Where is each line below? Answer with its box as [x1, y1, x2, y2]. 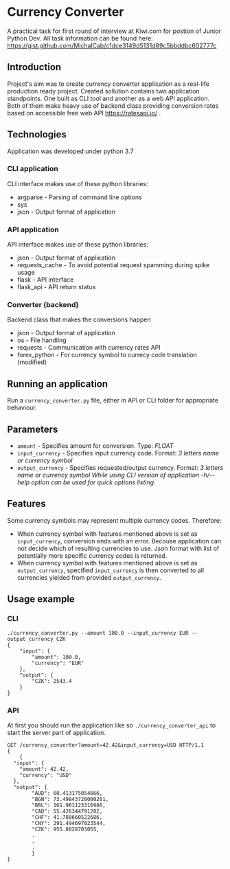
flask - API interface [16, 275, 74, 284]
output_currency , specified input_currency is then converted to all [16, 566, 205, 574]
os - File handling [16, 336, 67, 344]
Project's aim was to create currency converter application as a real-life [7, 80, 210, 88]
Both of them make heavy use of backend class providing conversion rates [7, 101, 219, 110]
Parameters [7, 423, 58, 435]
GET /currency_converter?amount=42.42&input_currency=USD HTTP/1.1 [7, 741, 205, 749]
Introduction [7, 61, 62, 73]
